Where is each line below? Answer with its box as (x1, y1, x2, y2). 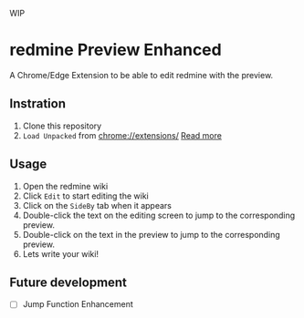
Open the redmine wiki (22, 180, 109, 191)
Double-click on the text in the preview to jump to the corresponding (22, 229, 280, 240)
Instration (9, 96, 67, 112)
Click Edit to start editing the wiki (22, 190, 149, 201)
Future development (9, 274, 128, 290)
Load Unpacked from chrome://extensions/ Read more (22, 129, 222, 140)
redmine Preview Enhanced (9, 40, 222, 60)
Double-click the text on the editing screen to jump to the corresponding (22, 210, 296, 221)
